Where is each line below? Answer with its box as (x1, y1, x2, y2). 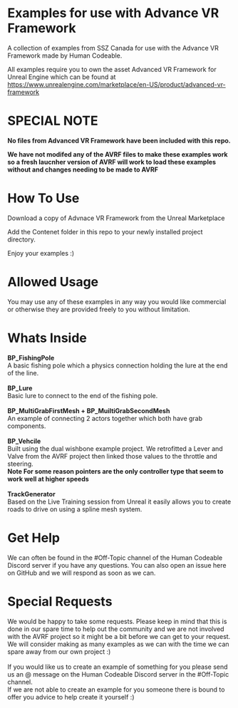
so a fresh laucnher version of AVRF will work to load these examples (7, 157, 216, 166)
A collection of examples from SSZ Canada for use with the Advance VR (7, 43, 219, 52)
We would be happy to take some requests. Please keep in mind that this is (7, 617, 227, 625)
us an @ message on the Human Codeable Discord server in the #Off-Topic (7, 670, 229, 678)
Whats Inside (7, 330, 87, 346)
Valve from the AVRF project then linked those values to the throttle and (7, 452, 217, 460)
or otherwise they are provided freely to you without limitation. (7, 305, 190, 313)
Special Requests (7, 593, 113, 610)
